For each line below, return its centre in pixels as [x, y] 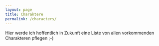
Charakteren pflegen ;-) [29, 38]
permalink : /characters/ [31, 19]
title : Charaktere [24, 14]
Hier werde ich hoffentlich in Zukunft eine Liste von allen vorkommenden [80, 33]
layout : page [19, 10]
